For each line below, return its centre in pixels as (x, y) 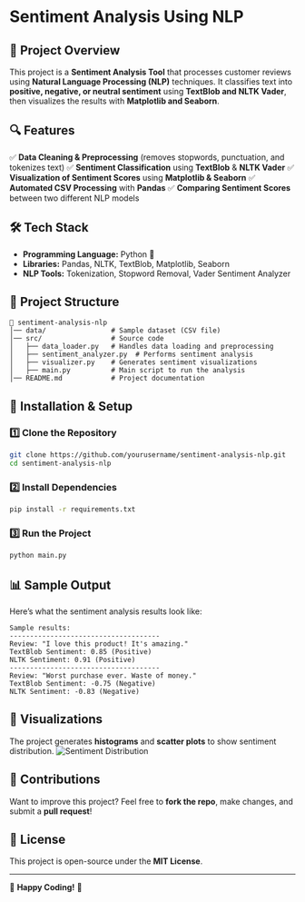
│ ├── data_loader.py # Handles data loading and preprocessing (142, 347)
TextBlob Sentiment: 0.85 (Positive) (81, 652)
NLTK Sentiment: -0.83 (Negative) (75, 692)
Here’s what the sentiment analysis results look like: (106, 611)
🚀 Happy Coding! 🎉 (46, 887)
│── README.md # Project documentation (107, 379)
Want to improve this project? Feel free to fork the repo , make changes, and (151, 801)
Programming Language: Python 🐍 (89, 254)
